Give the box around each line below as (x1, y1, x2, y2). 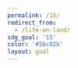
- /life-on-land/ (14, 26, 71, 34)
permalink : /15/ (7, 11, 60, 20)
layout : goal (7, 48, 50, 55)
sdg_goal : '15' (7, 33, 57, 41)
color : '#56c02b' (7, 41, 64, 48)
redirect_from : (7, 19, 57, 27)
